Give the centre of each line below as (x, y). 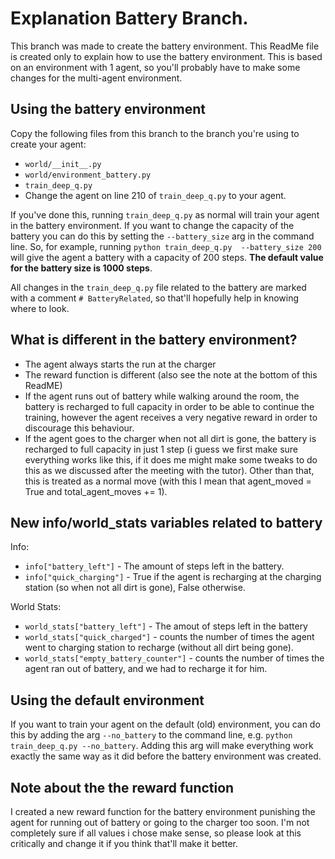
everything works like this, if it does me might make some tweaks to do (171, 459)
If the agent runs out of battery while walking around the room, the (162, 396)
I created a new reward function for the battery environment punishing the (163, 811)
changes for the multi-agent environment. (96, 78)
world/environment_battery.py (88, 175)
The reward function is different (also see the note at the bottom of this (171, 374)
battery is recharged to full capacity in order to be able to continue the (169, 406)
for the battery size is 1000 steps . (81, 268)
